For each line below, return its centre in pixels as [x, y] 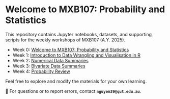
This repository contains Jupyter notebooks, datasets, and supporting [78, 34]
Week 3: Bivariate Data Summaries [49, 66]
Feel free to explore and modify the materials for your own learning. [76, 81]
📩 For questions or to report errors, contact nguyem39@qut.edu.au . [73, 91]
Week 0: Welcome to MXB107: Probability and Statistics [71, 49]
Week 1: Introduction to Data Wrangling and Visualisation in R [77, 55]
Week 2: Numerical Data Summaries [51, 60]
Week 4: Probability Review [41, 71]
